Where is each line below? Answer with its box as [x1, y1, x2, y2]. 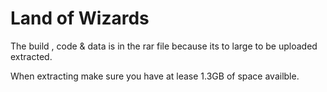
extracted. [10, 50, 53, 62]
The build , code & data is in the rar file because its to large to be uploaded [10, 40, 318, 52]
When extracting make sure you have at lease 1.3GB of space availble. [10, 70, 300, 82]
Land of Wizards [10, 7, 150, 30]
